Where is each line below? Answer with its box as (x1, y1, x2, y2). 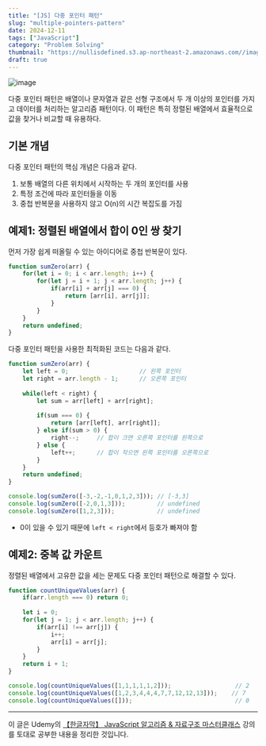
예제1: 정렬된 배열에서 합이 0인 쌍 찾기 (8, 224, 182, 238)
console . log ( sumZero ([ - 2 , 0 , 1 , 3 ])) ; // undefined (8, 500, 200, 508)
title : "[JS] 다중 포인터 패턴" (8, 11, 104, 20)
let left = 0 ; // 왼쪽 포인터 (22, 367, 181, 375)
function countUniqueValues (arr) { (8, 586, 126, 594)
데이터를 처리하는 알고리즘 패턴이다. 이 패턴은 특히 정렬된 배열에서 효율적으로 (16, 104, 253, 113)
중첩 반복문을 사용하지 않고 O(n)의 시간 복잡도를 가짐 (19, 198, 183, 208)
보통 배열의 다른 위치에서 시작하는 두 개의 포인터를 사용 (19, 179, 189, 188)
